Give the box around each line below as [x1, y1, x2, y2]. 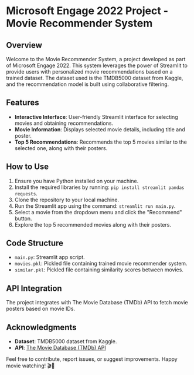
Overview [6, 40, 43, 50]
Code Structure [6, 238, 63, 248]
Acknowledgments [6, 322, 77, 332]
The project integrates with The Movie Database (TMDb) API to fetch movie [6, 299, 189, 306]
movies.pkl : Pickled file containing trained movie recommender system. [14, 260, 188, 267]
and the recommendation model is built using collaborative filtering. [6, 81, 169, 88]
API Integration [6, 283, 63, 293]
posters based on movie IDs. [6, 305, 75, 313]
